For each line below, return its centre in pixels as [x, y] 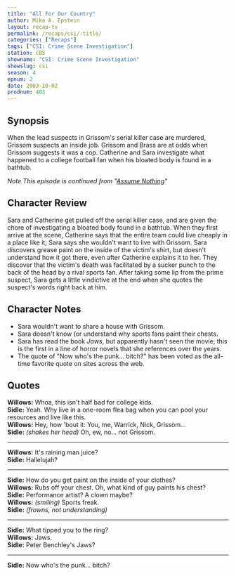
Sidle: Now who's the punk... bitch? [59, 565]
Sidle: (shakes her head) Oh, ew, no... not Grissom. [81, 432]
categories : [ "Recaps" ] [42, 40]
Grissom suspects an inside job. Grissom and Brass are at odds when [108, 145]
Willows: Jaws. [30, 537]
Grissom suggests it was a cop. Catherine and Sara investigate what [106, 152]
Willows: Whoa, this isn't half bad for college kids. [80, 402]
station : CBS [26, 53]
